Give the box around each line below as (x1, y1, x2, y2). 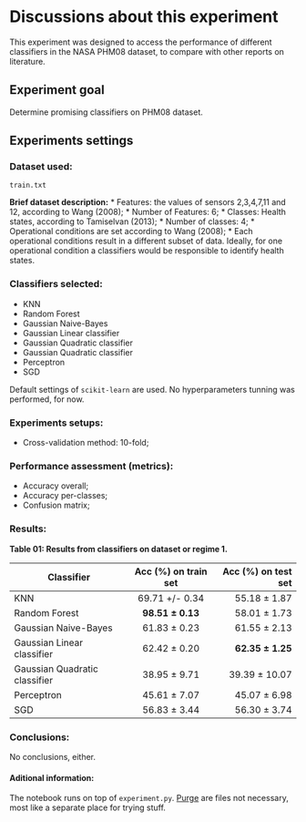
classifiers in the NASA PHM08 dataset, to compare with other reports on (9, 46, 285, 57)
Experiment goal (9, 82, 105, 98)
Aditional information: (9, 772, 95, 783)
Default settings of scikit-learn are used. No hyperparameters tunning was (9, 384, 296, 395)
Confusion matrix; (22, 499, 90, 511)
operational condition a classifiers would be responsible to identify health (9, 245, 284, 256)
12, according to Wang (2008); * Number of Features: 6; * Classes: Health (9, 207, 287, 218)
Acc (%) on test (222, 565, 292, 578)
